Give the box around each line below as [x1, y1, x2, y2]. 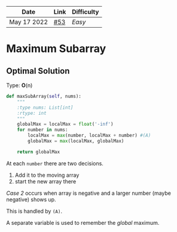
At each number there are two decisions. [6, 159, 103, 167]
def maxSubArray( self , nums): [6, 93, 82, 99]
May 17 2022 [9, 18, 48, 26]
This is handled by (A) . [6, 207, 63, 215]
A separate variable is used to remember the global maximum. [6, 219, 160, 226]
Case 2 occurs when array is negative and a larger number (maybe [6, 189, 172, 197]
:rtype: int [17, 110, 47, 116]
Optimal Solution [6, 66, 70, 76]
